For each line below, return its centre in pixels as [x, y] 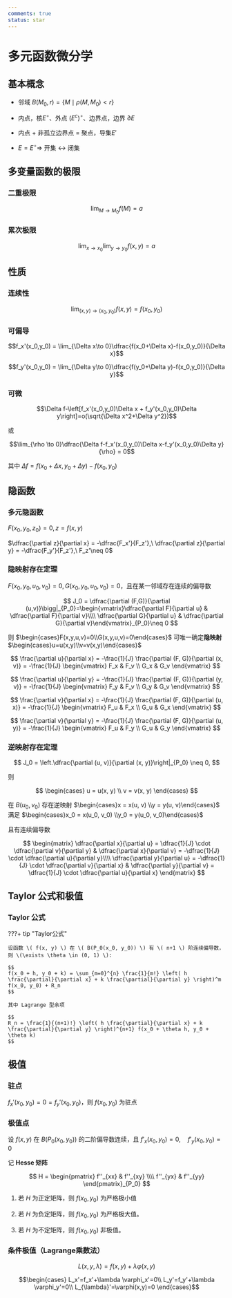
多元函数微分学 [50, 56]
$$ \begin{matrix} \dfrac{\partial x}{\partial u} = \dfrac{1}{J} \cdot [117, 843]
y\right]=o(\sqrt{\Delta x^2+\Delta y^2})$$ [117, 416]
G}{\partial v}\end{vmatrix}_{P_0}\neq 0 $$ [117, 623]
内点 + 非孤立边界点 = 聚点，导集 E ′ [67, 133]
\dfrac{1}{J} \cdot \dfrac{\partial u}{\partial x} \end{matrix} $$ [117, 872]
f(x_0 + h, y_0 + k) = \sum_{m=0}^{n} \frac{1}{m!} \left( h [98, 974]
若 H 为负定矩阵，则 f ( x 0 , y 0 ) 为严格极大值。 [80, 1215]
